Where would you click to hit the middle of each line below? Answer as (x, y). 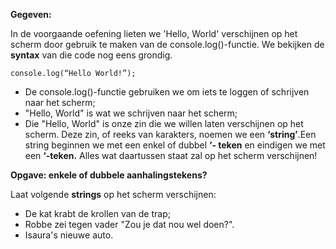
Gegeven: (31, 14)
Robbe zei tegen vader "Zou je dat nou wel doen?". (129, 224)
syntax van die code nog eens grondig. (91, 55)
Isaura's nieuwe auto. (69, 235)
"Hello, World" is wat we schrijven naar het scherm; (131, 113)
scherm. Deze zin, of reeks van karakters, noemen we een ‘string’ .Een (170, 134)
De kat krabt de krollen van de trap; (97, 213)
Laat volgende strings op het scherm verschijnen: (113, 194)
